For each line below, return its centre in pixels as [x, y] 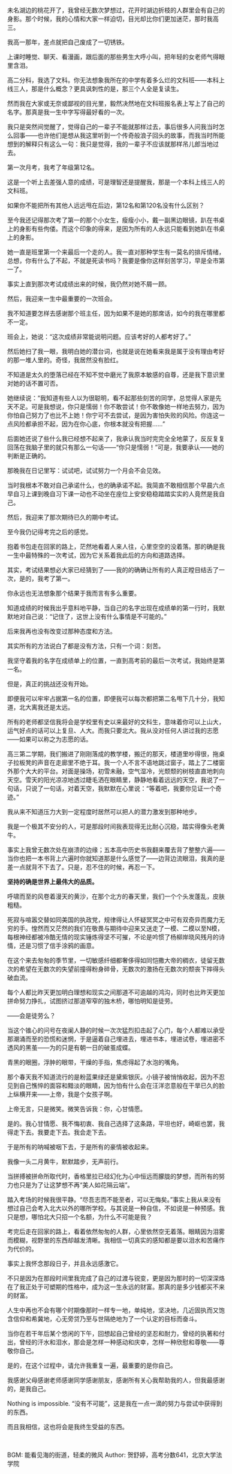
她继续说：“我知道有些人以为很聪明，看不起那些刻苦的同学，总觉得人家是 [112, 398]
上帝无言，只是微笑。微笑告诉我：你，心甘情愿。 [77, 1109]
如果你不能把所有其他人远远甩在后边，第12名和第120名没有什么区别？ [106, 205]
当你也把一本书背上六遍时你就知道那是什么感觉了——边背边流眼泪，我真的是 [116, 858]
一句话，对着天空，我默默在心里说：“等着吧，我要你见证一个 [129, 788]
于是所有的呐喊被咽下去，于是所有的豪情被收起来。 [80, 1147]
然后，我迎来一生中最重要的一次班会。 [61, 299]
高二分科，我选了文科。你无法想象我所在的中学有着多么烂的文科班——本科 [113, 80]
